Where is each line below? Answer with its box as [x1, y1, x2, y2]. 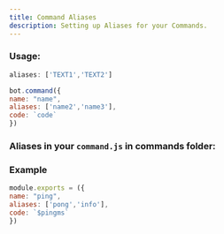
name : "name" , [9, 94, 62, 103]
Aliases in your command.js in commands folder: [9, 140, 216, 152]
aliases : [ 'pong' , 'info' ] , [9, 200, 109, 209]
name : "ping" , [9, 192, 62, 201]
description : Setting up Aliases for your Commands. [9, 21, 208, 30]
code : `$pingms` [9, 208, 69, 217]
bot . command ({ [9, 86, 62, 95]
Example [9, 163, 48, 176]
